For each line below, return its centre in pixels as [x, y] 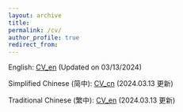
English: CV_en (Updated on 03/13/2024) [75, 67]
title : [19, 23]
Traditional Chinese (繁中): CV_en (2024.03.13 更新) [92, 100]
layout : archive [35, 15]
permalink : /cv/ [35, 30]
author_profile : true [44, 37]
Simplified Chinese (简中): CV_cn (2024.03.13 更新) [91, 84]
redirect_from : [33, 45]
